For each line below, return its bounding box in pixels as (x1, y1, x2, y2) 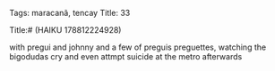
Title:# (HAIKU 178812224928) (9, 25, 122, 35)
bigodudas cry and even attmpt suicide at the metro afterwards (9, 51, 243, 61)
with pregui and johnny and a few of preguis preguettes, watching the (9, 42, 267, 52)
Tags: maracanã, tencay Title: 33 (9, 8, 131, 18)
